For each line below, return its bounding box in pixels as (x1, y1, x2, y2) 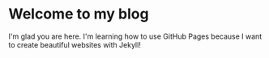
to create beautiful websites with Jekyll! (8, 39, 142, 49)
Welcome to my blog (8, 5, 149, 23)
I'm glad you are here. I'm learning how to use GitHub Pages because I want (8, 31, 263, 41)
